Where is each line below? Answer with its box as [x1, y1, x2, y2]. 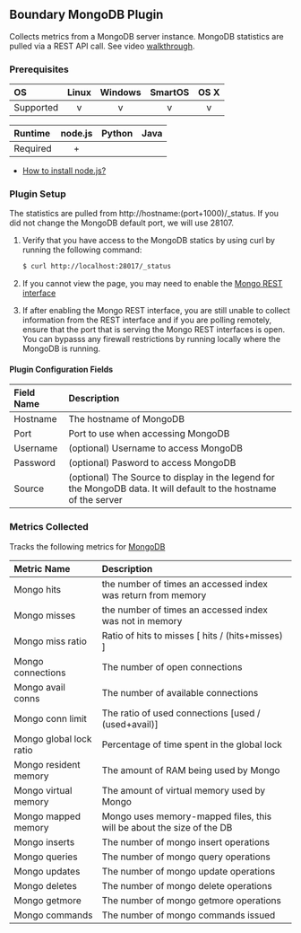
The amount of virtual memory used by [101, 784, 266, 797]
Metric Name [13, 562, 71, 575]
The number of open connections [101, 660, 243, 673]
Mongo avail [13, 681, 65, 693]
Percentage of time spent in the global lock [101, 738, 282, 751]
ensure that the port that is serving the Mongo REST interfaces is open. [21, 324, 285, 335]
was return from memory [101, 588, 207, 601]
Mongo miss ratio [13, 635, 87, 647]
